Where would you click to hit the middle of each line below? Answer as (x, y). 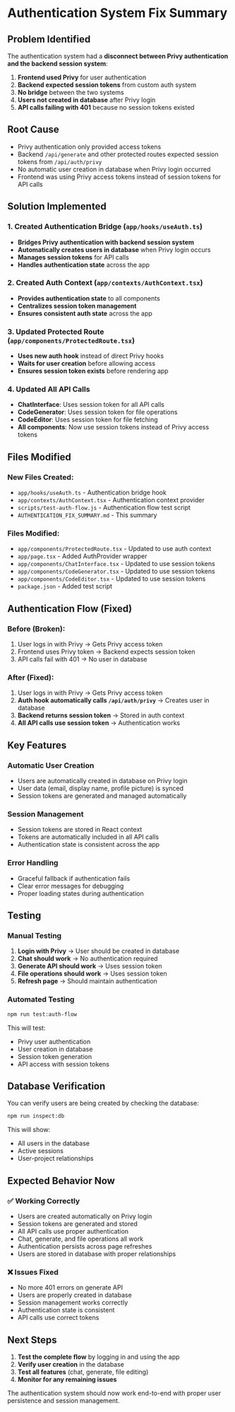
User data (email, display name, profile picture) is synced (101, 788)
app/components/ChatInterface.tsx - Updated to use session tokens (116, 564)
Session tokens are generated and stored (77, 1223)
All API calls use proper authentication (73, 1231)
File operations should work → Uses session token (92, 973)
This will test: (26, 1028)
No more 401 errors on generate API (70, 1287)
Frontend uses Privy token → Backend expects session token (106, 652)
